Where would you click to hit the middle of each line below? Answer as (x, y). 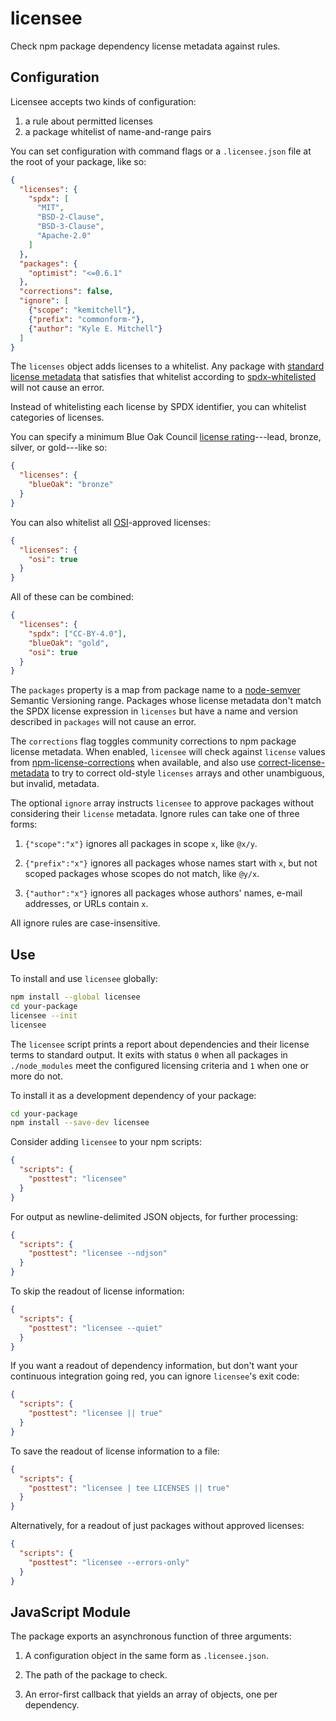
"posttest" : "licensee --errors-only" (109, 1562)
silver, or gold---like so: (59, 448)
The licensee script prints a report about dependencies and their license (160, 1044)
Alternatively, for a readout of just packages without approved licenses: (157, 1526)
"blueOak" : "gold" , (69, 643)
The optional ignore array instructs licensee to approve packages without (162, 803)
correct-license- (292, 763)
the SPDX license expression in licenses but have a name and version (154, 711)
